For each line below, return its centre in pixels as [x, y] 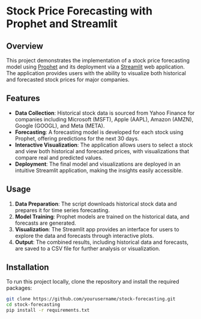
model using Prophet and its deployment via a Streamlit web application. [95, 67]
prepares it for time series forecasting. [62, 210]
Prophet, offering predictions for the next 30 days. [77, 138]
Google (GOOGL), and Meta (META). [60, 126]
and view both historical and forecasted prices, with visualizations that [102, 151]
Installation [28, 268]
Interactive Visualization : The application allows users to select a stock [104, 145]
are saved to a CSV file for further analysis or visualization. [87, 248]
